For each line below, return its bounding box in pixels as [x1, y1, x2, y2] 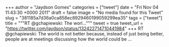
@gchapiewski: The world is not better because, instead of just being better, [5, 31, 164, 36]
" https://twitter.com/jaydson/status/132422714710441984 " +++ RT [5, 25, 144, 31]
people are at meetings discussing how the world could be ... [5, 36, 132, 42]
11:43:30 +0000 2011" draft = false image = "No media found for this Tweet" [5, 9, 163, 15]
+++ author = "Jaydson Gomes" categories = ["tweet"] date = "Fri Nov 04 [5, 4, 159, 10]
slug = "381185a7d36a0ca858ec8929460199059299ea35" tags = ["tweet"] [5, 15, 162, 20]
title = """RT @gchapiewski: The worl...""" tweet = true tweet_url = [5, 20, 144, 26]
